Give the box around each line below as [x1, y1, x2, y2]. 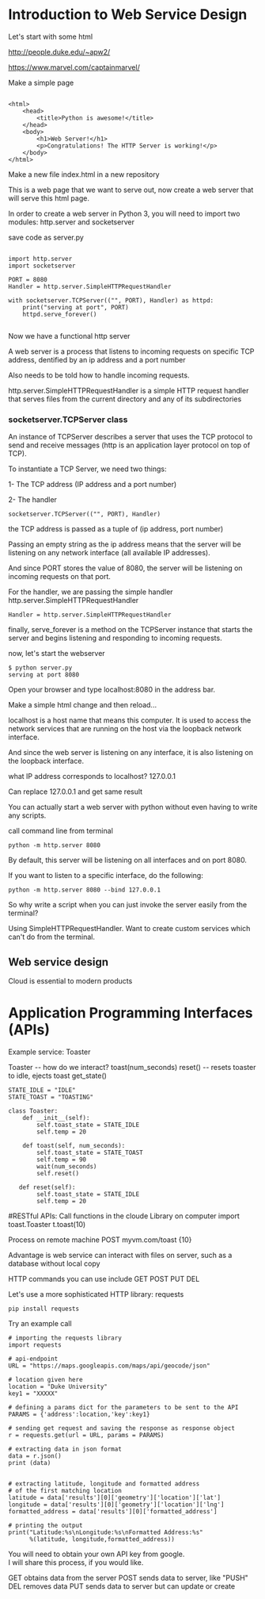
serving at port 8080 [8, 671, 80, 679]
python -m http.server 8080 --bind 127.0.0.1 [8, 886, 161, 894]
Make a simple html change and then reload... [8, 700, 157, 710]
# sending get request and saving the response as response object [8, 1424, 236, 1432]
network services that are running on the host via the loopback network [8, 724, 242, 734]
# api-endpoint [8, 1355, 59, 1363]
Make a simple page [8, 78, 74, 87]
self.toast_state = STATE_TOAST [36, 1148, 144, 1156]
